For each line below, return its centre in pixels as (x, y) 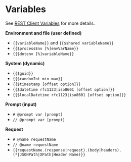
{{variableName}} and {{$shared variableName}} (63, 43)
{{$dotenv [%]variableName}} (43, 54)
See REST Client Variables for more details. (50, 23)
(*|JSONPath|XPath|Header (40, 154)
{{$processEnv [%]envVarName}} (46, 48)
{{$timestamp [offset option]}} (47, 84)
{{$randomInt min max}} (38, 79)
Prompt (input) (21, 104)
